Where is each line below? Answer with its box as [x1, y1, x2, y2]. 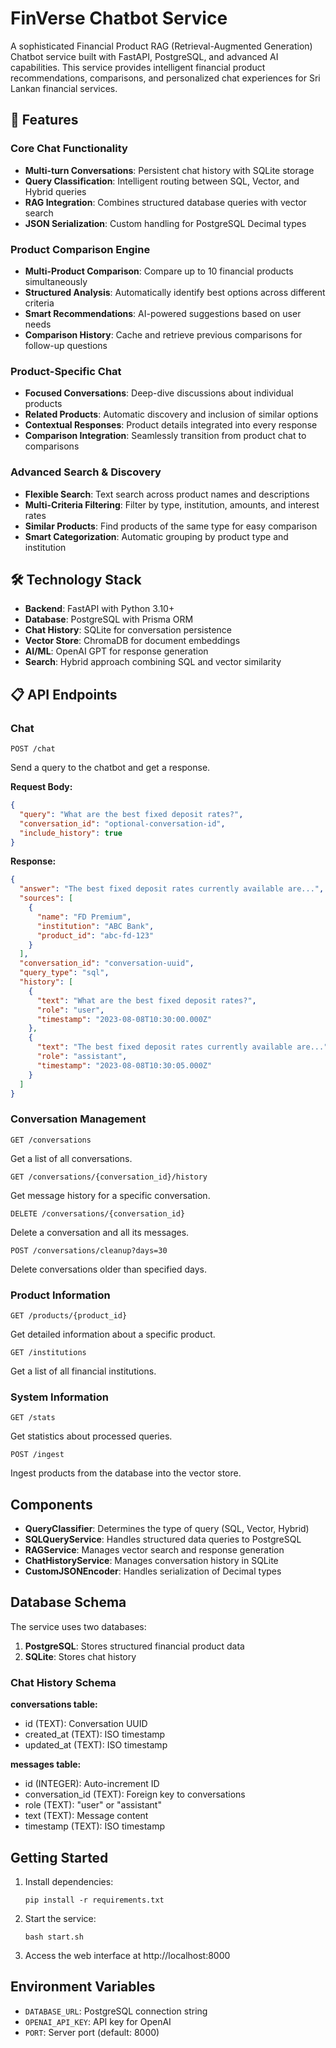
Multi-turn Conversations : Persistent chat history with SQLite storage [24, 164, 315, 176]
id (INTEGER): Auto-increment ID [24, 1778, 160, 1790]
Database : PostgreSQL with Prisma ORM [24, 613, 194, 626]
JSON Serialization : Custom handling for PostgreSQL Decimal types [24, 217, 307, 229]
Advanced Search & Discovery [10, 465, 162, 479]
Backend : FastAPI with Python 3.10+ [24, 603, 175, 615]
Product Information [10, 1288, 111, 1302]
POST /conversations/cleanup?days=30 [10, 1245, 168, 1256]
